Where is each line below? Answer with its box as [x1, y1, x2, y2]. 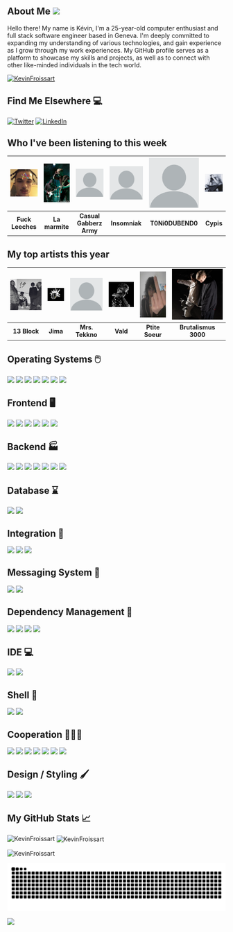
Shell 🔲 [7, 689, 38, 701]
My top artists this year [7, 248, 110, 260]
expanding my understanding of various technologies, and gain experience [7, 38, 222, 47]
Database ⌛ [7, 485, 59, 497]
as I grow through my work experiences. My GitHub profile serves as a [7, 46, 209, 54]
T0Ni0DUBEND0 [150, 218, 198, 227]
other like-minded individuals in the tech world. [7, 60, 142, 69]
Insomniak [110, 218, 142, 227]
